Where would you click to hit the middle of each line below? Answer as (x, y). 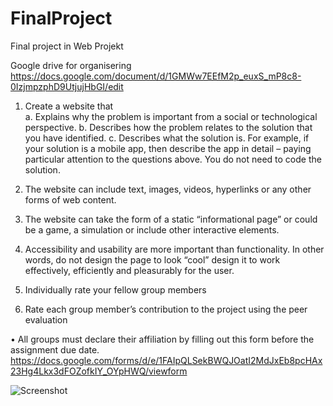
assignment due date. (55, 349)
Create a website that (69, 106)
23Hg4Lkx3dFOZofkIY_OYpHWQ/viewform (99, 371)
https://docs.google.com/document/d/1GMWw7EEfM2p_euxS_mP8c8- (156, 76)
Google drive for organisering (71, 65)
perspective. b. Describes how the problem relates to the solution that (168, 127)
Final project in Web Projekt (67, 46)
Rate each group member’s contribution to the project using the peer (166, 309)
